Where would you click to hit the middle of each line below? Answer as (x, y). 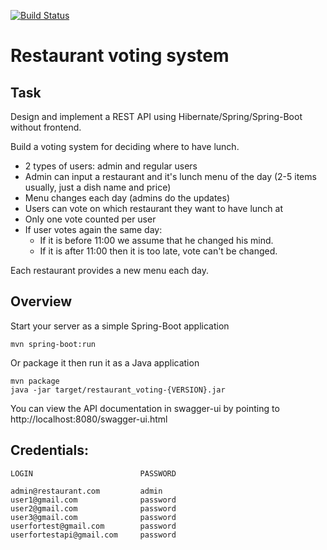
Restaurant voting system (120, 56)
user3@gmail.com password (93, 517)
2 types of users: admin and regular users (111, 166)
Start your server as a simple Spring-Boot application (120, 326)
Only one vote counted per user (90, 219)
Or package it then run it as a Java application (105, 362)
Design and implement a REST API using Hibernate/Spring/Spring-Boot (156, 116)
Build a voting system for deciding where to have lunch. (125, 146)
